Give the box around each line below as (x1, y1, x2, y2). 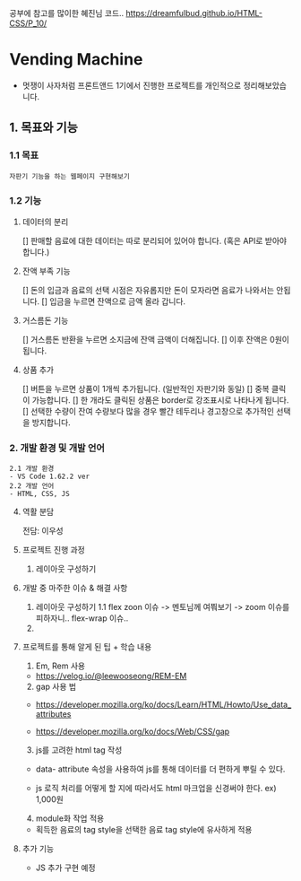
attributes (35, 709, 72, 720)
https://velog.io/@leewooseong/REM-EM (35, 671, 187, 682)
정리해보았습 (243, 80, 287, 91)
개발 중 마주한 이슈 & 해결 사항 (21, 582, 128, 594)
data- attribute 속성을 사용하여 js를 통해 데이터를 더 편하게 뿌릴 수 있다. (35, 763, 286, 774)
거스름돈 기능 (21, 315, 69, 326)
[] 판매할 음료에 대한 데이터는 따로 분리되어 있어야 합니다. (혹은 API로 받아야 (21, 235, 288, 246)
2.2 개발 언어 (9, 482, 55, 491)
